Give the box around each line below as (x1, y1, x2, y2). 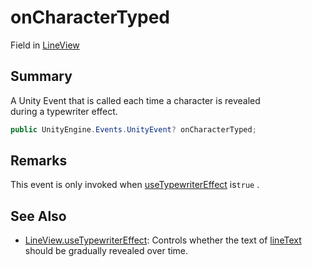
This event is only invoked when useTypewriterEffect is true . (10, 179, 260, 191)
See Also (10, 207, 67, 225)
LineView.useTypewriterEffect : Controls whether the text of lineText (24, 234, 302, 246)
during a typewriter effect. (10, 105, 118, 117)
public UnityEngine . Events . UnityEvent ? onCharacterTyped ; (10, 124, 257, 135)
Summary (10, 68, 73, 85)
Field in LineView (10, 39, 80, 51)
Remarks (10, 152, 68, 170)
